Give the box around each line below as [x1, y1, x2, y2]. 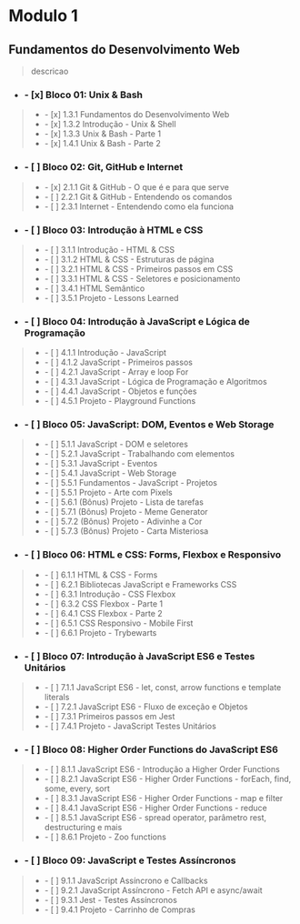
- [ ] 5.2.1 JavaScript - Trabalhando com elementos [44, 448, 235, 459]
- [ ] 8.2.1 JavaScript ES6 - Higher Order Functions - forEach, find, [44, 774, 292, 785]
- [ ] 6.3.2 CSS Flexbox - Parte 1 [44, 598, 164, 609]
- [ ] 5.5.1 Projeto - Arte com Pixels [44, 487, 174, 498]
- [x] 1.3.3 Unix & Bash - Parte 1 [44, 128, 161, 139]
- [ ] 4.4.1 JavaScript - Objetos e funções [44, 386, 197, 397]
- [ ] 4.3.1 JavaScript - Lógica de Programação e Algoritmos [44, 377, 267, 387]
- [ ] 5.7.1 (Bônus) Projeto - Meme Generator [44, 507, 208, 517]
